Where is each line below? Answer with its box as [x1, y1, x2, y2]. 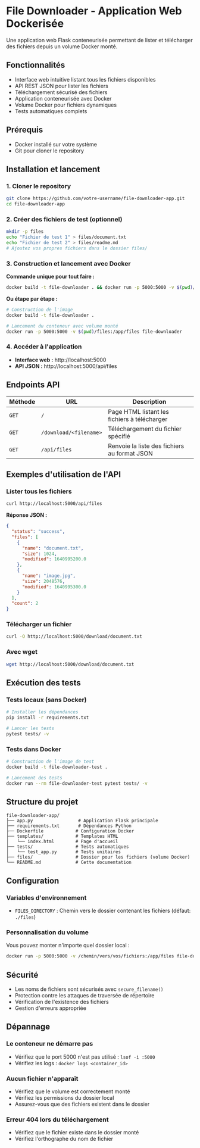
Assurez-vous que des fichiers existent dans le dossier [14, 1100, 150, 1108]
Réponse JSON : [6, 511, 48, 519]
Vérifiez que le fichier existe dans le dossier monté [14, 1129, 139, 1136]
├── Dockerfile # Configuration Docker [6, 828, 135, 834]
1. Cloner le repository [6, 182, 71, 190]
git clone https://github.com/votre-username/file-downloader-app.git [6, 195, 185, 202]
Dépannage [6, 1022, 51, 1032]
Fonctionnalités [6, 60, 65, 70]
